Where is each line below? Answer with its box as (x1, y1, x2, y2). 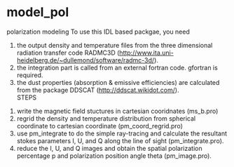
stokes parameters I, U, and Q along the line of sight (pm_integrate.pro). (16, 136, 224, 145)
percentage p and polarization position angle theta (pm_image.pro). (16, 152, 212, 160)
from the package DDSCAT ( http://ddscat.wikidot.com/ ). (16, 86, 179, 94)
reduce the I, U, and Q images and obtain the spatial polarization (16, 144, 202, 152)
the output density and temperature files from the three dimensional (16, 41, 213, 49)
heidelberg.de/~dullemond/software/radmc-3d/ (16, 55, 155, 64)
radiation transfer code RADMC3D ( (16, 48, 120, 57)
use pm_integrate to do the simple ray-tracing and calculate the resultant (16, 129, 227, 138)
